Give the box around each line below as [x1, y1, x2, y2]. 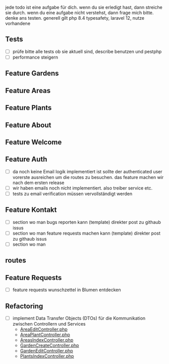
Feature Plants [5, 104, 52, 112]
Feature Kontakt [5, 206, 57, 214]
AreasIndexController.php [20, 337, 74, 343]
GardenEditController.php [20, 348, 73, 354]
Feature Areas [5, 86, 51, 95]
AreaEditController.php [20, 326, 68, 333]
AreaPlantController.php [20, 332, 71, 338]
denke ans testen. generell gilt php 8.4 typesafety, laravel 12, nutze [5, 15, 145, 21]
